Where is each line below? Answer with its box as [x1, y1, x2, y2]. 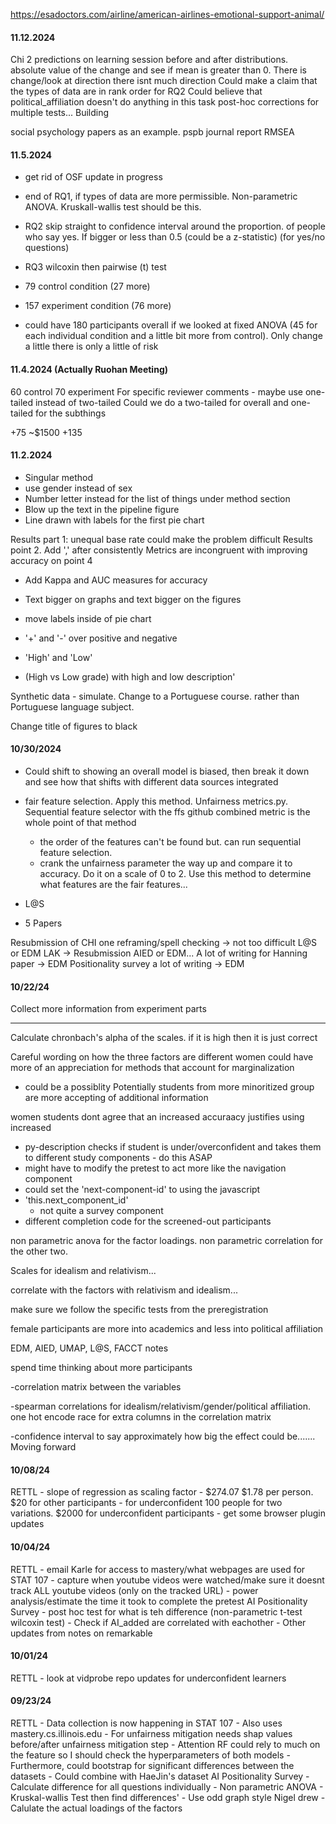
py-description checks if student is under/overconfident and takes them [24, 1141, 322, 1153]
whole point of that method [24, 817, 137, 829]
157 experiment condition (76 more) [24, 300, 172, 312]
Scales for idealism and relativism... [10, 1265, 157, 1277]
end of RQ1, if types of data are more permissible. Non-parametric [24, 190, 298, 203]
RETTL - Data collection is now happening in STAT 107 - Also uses [10, 1717, 283, 1729]
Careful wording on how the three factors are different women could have [10, 1051, 314, 1063]
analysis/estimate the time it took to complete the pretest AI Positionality [10, 1595, 308, 1607]
